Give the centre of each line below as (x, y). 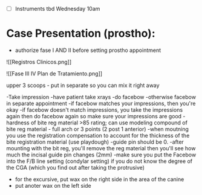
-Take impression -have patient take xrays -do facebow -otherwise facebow (101, 97)
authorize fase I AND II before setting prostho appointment (88, 50)
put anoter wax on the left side (53, 186)
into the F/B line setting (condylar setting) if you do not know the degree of (99, 161)
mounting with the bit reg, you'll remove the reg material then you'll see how (101, 148)
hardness (18, 123)
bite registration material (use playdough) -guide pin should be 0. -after (95, 142)
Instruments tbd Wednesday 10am (57, 9)
